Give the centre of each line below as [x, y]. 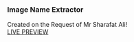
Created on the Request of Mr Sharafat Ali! [67, 25]
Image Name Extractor [45, 10]
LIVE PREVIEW [28, 32]
